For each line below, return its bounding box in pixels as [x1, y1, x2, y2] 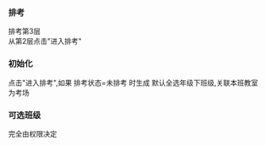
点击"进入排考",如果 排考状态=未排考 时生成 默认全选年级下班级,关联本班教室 [8, 78, 259, 87]
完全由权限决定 [8, 129, 57, 138]
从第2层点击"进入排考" [8, 36, 82, 46]
